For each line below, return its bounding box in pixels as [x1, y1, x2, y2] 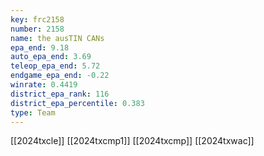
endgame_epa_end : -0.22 [10, 71, 110, 81]
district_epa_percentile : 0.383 [10, 98, 145, 108]
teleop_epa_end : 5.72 [10, 61, 101, 71]
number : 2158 [10, 24, 65, 34]
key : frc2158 [10, 14, 65, 25]
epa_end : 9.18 [10, 42, 70, 53]
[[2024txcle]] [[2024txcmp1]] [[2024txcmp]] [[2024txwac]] [10, 135, 255, 147]
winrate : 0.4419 [10, 80, 78, 90]
